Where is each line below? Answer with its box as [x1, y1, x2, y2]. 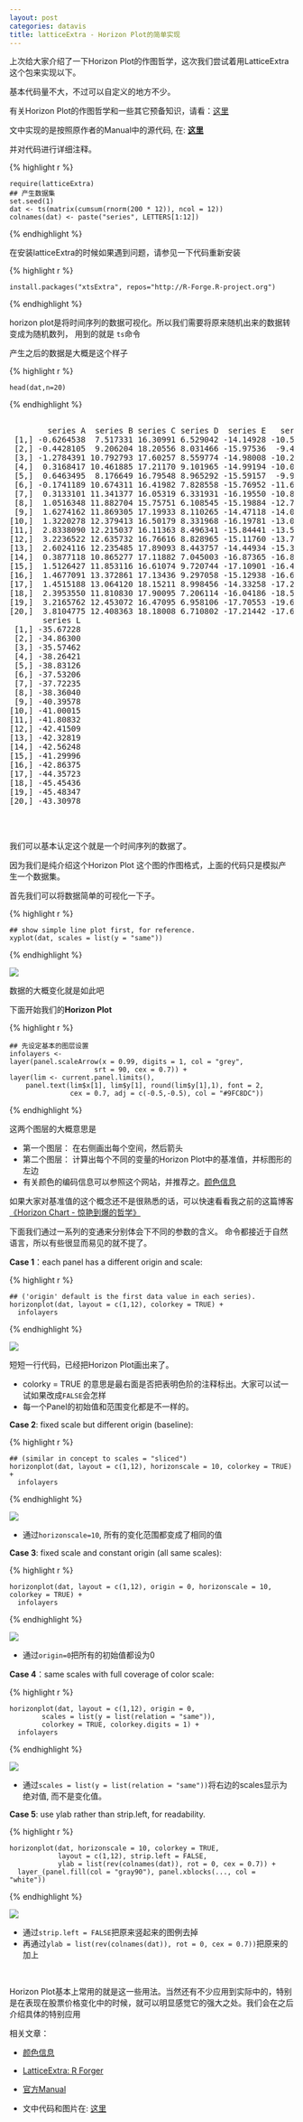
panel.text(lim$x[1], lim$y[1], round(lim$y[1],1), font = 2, [25, 1081, 264, 1090]
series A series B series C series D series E [47, 425, 267, 436]
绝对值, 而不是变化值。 [22, 1790, 106, 1802]
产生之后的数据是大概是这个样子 [9, 348, 128, 359]
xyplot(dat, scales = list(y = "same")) [9, 934, 164, 943]
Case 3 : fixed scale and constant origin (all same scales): [9, 1547, 223, 1558]
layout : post [9, 13, 59, 23]
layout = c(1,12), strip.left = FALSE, [57, 1852, 207, 1861]
